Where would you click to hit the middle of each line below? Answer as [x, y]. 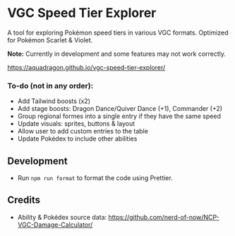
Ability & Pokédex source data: [62, 217]
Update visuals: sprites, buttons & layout [76, 124]
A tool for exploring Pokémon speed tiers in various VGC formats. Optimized [118, 33]
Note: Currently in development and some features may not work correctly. [117, 54]
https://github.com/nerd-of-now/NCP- [164, 217]
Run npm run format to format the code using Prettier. [95, 178]
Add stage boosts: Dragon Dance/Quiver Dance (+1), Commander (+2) [120, 109]
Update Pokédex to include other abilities [77, 138]
